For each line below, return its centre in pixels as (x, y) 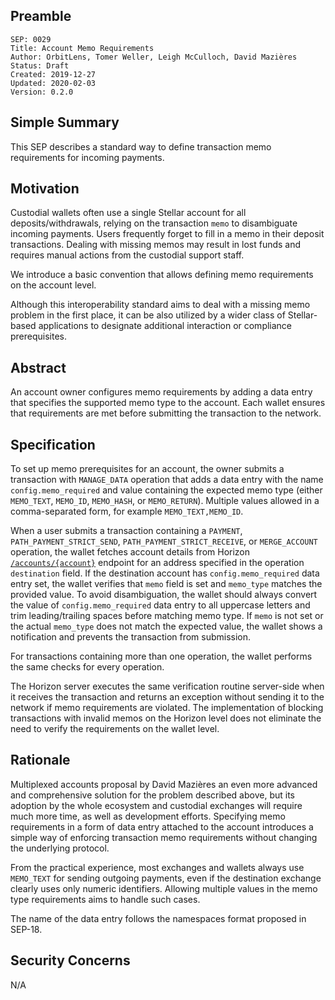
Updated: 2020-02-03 (53, 83)
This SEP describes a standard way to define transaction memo (141, 146)
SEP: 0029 (31, 39)
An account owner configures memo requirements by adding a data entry (161, 392)
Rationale (40, 760)
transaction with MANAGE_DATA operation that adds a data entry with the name (167, 480)
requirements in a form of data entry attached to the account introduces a (162, 826)
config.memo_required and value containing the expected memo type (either (166, 490)
